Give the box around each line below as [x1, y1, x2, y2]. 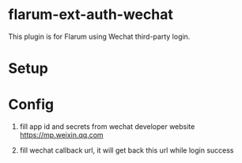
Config [8, 96, 54, 114]
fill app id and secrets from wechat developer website [19, 122, 195, 131]
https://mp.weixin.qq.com [19, 131, 104, 140]
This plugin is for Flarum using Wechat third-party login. [8, 32, 191, 41]
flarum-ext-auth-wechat [8, 6, 174, 24]
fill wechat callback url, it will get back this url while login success [19, 146, 234, 155]
